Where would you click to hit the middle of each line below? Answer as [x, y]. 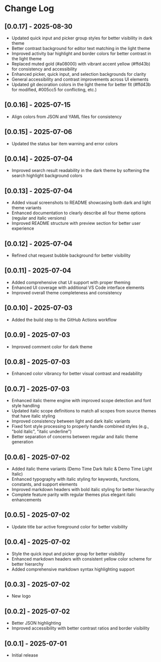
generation [22, 442]
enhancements [26, 500]
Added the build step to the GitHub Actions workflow [64, 320]
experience [23, 228]
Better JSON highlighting [36, 623]
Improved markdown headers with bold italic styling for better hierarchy [83, 489]
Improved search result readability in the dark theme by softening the [80, 170]
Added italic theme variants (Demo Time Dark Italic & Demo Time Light [82, 469]
